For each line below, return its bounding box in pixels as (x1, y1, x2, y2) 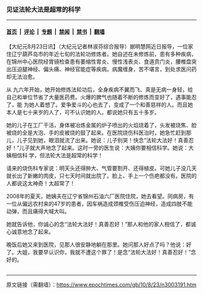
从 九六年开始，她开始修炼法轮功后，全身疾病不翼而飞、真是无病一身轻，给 (6, 86, 193, 93)
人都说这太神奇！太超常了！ (6, 180, 76, 187)
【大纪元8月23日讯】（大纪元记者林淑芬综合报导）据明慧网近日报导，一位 (6, 42, 188, 50)
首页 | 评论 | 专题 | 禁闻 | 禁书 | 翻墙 (6, 28, 105, 35)
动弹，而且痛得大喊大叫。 (6, 207, 70, 215)
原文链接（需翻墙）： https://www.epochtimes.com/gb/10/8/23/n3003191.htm (6, 281, 196, 288)
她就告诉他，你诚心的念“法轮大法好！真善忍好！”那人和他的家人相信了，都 (6, 220, 192, 227)
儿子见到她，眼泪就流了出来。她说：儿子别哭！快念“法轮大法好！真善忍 (16, 136, 195, 143)
